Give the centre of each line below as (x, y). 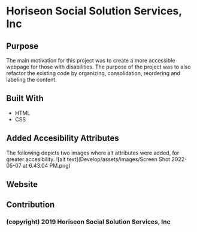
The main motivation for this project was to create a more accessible (91, 60)
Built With (25, 98)
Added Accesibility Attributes (63, 139)
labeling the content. (31, 80)
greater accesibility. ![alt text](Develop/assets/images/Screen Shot (88, 159)
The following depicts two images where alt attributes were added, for (93, 153)
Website (22, 185)
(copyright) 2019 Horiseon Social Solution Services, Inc (88, 222)
